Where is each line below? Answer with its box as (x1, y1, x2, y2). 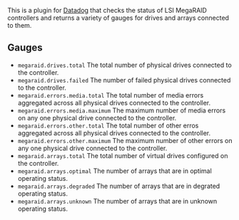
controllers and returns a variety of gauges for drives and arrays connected (7, 14, 230, 22)
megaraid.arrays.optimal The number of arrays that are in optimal (17, 167, 212, 175)
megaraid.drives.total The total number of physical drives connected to (17, 61, 232, 69)
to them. (7, 21, 32, 29)
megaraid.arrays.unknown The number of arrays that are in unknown (17, 197, 218, 205)
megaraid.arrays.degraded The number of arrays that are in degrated (17, 182, 220, 190)
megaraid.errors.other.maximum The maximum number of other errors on (17, 136, 233, 145)
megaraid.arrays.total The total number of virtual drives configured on (17, 151, 228, 159)
